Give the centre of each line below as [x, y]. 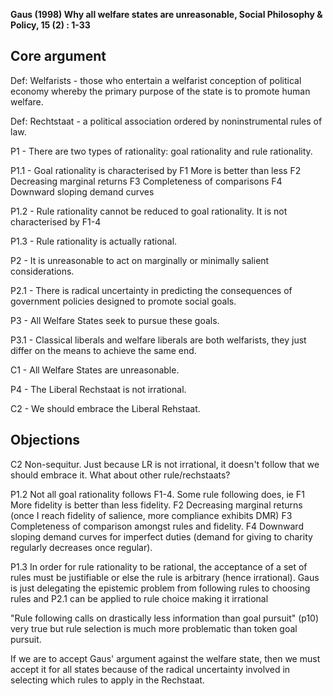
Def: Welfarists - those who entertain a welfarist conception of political [156, 80]
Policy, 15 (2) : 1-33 [50, 25]
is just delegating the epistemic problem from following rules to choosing [160, 588]
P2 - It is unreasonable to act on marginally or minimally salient [140, 260]
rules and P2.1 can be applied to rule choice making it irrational [139, 598]
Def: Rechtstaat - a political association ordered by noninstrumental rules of [166, 121]
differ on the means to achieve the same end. [103, 350]
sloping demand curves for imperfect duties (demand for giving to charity [161, 536]
